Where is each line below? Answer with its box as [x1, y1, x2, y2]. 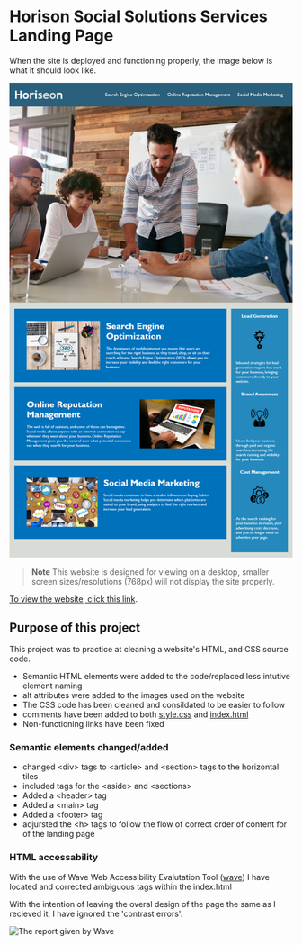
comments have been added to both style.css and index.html [22, 709, 249, 720]
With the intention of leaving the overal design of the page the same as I [9, 898, 276, 909]
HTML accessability [9, 851, 99, 864]
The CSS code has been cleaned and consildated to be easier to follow [22, 700, 286, 711]
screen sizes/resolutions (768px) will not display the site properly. [31, 577, 276, 587]
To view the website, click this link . [9, 594, 138, 604]
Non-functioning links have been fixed [22, 719, 164, 730]
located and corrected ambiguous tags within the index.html [9, 881, 232, 892]
